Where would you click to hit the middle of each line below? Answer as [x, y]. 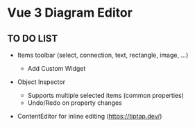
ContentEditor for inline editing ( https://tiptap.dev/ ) [90, 116]
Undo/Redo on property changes [75, 103]
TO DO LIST [33, 39]
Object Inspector [41, 82]
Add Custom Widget [57, 68]
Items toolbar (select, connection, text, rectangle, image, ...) [103, 55]
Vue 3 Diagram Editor [70, 13]
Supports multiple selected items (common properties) [105, 95]
